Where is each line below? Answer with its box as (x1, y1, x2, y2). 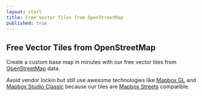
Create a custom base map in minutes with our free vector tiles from (6, 59, 177, 66)
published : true (6, 20, 47, 26)
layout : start (6, 8, 42, 15)
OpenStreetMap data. (6, 65, 61, 72)
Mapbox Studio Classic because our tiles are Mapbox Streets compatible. (6, 83, 190, 91)
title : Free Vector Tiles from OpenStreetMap (6, 14, 123, 21)
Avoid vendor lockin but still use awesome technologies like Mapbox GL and (6, 77, 196, 84)
